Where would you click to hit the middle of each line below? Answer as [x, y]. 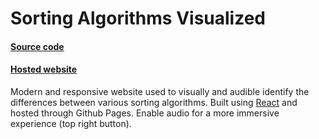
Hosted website [44, 69]
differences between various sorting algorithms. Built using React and [154, 102]
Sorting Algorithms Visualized [138, 18]
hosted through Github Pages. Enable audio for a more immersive [145, 113]
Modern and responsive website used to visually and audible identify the [160, 91]
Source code [37, 46]
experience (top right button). [71, 123]
